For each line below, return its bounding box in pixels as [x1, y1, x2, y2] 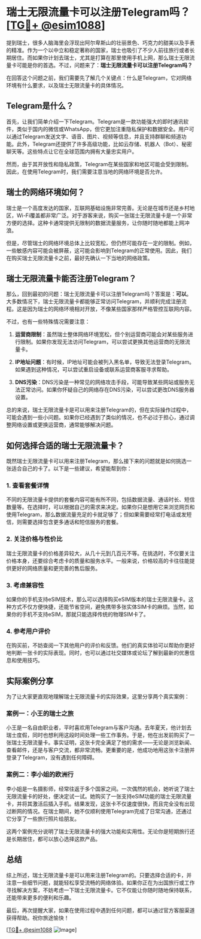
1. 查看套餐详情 [6, 481, 50, 490]
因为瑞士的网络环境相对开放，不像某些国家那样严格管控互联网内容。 [26, 306, 195, 313]
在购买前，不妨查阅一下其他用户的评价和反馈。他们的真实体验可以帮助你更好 [6, 642, 195, 649]
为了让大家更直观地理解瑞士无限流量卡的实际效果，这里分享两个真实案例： [6, 693, 190, 700]
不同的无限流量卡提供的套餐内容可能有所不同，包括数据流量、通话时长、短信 [6, 496, 195, 503]
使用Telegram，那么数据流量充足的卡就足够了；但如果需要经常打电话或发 [6, 511, 187, 518]
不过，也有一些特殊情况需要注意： [6, 318, 90, 325]
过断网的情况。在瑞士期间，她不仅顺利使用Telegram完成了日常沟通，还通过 [6, 807, 192, 815]
